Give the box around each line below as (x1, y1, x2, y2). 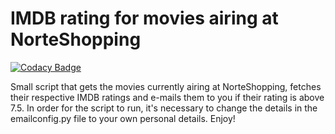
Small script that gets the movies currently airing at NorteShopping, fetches (10, 80, 322, 92)
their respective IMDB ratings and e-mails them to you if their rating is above (10, 91, 325, 103)
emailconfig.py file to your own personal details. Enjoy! (10, 112, 236, 124)
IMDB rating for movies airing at (10, 7, 279, 30)
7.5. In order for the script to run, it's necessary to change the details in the (10, 102, 318, 114)
